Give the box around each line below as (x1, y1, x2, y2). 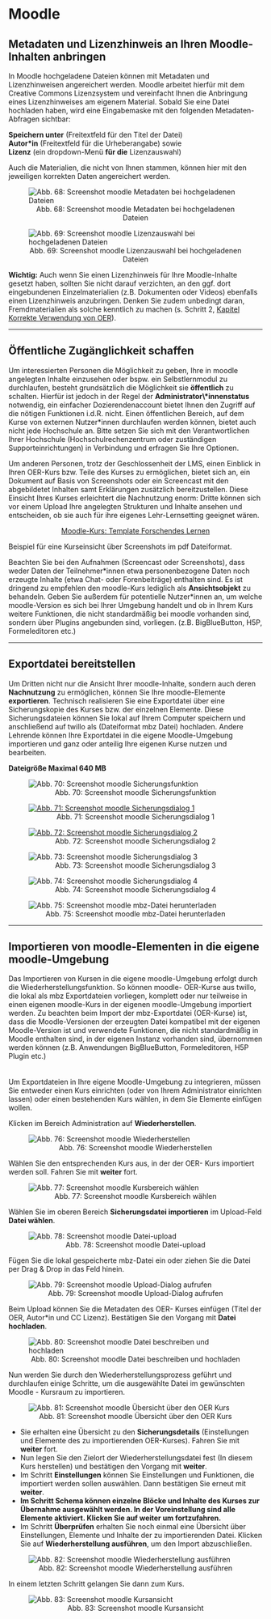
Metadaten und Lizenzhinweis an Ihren (8, 37, 207, 51)
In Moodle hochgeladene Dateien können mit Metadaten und (8, 71, 210, 81)
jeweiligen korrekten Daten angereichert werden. (8, 172, 171, 181)
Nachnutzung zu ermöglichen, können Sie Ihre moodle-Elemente (8, 687, 226, 697)
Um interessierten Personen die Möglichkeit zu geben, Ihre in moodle (8, 365, 239, 375)
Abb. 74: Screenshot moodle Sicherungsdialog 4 (55, 884, 216, 894)
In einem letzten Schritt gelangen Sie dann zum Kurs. (8, 1579, 185, 1589)
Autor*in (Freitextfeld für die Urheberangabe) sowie (8, 138, 182, 148)
